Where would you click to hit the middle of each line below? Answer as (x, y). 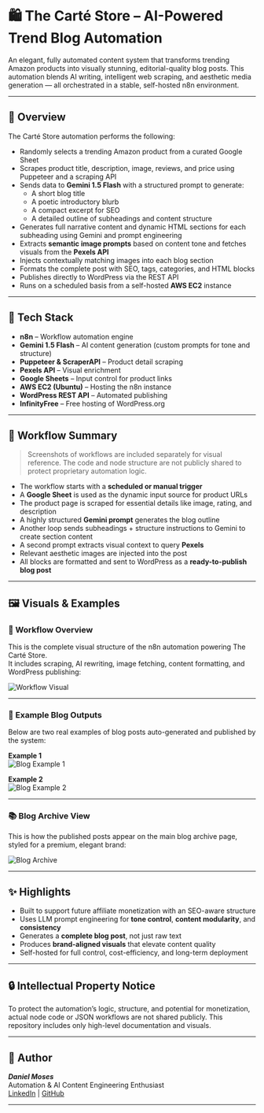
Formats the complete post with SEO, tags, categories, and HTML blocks (137, 269)
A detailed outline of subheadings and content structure (121, 218)
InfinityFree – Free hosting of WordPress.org (92, 403)
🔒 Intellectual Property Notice (82, 986)
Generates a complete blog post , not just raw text (101, 936)
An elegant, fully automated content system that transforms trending (119, 60)
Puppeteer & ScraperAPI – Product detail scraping (101, 362)
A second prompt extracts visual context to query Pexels (112, 545)
